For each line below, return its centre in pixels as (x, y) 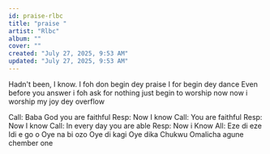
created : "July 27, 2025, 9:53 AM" (69, 53)
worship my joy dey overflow (57, 101)
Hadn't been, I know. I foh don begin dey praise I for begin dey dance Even (133, 84)
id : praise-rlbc (36, 16)
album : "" (25, 38)
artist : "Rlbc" (34, 31)
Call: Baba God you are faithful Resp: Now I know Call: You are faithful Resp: (135, 117)
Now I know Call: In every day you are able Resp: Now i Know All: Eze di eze (135, 126)
